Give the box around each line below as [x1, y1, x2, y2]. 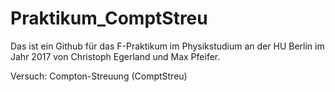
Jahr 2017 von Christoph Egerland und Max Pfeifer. [10, 50, 221, 62]
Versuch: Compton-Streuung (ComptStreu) [10, 70, 188, 82]
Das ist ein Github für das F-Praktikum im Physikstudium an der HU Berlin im [10, 40, 325, 52]
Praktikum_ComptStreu [10, 7, 208, 30]
